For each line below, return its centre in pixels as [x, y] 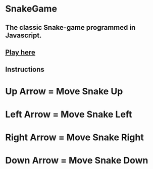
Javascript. [23, 35]
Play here [20, 52]
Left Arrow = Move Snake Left [69, 114]
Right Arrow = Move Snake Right [74, 137]
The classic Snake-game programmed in [70, 27]
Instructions [25, 69]
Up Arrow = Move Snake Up [64, 91]
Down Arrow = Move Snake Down [77, 161]
